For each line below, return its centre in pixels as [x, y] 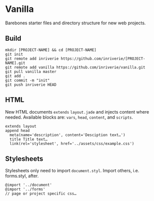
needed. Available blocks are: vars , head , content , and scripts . [69, 117]
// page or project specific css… [41, 194]
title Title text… [29, 139]
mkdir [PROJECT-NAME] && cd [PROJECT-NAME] [51, 50]
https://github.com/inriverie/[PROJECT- [103, 59]
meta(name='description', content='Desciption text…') [68, 135]
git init [14, 54]
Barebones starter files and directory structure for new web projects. [76, 23]
